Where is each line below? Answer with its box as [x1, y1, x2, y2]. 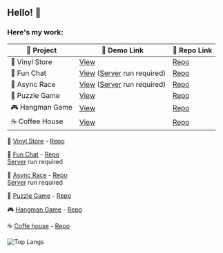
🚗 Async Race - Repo [7, 170, 68, 179]
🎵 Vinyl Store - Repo [7, 136, 65, 145]
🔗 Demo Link [101, 45, 144, 55]
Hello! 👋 [7, 7, 41, 19]
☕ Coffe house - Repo [7, 221, 70, 230]
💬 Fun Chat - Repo [7, 150, 60, 159]
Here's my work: [7, 28, 64, 37]
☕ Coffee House [10, 117, 64, 126]
